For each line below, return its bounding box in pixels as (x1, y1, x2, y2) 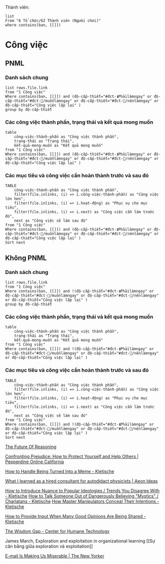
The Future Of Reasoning (5, 444, 57, 450)
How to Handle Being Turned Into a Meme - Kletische (5, 468, 114, 474)
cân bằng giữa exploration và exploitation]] (5, 543, 93, 549)
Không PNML (5, 254, 47, 262)
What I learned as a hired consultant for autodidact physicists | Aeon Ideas (5, 478, 158, 484)
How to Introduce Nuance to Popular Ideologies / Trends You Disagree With (5, 488, 160, 494)
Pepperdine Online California (5, 459, 64, 465)
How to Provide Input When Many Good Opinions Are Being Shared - (5, 513, 146, 519)
